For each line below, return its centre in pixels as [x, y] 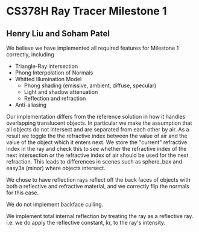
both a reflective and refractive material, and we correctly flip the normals [98, 186]
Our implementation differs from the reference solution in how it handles [96, 117]
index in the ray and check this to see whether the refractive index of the [96, 149]
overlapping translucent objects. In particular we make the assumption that [99, 123]
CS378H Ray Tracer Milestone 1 [87, 11]
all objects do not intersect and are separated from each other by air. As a [98, 129]
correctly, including [30, 55]
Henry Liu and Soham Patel [58, 34]
